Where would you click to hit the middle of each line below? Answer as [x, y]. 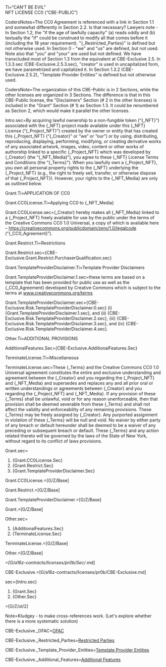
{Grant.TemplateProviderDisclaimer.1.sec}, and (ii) [56, 313]
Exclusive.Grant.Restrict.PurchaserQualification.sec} [58, 258]
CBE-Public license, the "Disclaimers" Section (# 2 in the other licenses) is [81, 100]
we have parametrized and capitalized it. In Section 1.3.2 [63, 69]
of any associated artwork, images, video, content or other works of [75, 147]
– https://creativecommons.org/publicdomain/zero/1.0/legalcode [71, 228]
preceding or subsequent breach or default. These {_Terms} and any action [82, 430]
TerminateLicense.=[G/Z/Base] [37, 543]
